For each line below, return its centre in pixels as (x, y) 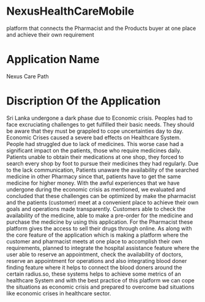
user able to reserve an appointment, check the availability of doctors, (95, 254)
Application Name (53, 60)
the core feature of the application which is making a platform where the (97, 235)
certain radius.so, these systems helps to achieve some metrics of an (94, 274)
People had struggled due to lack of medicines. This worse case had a (95, 144)
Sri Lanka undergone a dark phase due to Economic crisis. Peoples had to (99, 118)
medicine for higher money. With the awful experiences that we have (93, 183)
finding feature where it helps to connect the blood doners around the (94, 267)
